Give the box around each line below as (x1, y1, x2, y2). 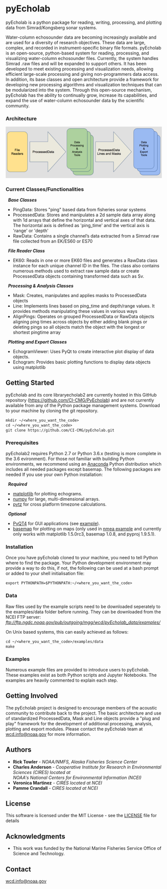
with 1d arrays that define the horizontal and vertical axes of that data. (12, 217, 156, 223)
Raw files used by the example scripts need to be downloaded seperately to (5, 603, 161, 609)
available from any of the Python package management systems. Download (5, 402, 160, 408)
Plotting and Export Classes (7, 339, 67, 345)
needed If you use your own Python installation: (5, 472, 103, 477)
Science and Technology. (12, 851, 65, 857)
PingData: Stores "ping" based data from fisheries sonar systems (12, 206, 146, 212)
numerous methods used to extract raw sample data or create (12, 268, 139, 274)
